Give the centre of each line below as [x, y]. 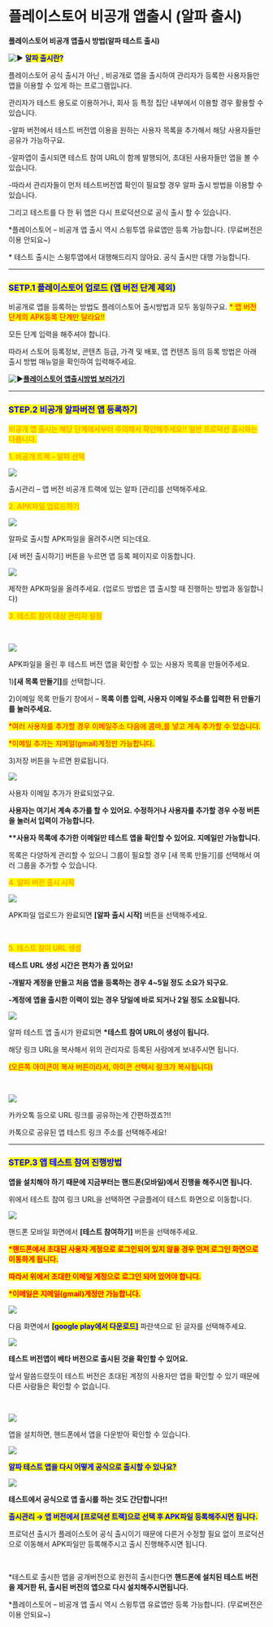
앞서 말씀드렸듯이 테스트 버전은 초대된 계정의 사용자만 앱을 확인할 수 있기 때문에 [134, 1376]
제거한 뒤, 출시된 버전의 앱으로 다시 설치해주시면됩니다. [103, 1587]
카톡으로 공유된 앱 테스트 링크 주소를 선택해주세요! [88, 1132]
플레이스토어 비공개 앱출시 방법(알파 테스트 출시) [84, 41]
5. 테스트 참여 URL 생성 [45, 948]
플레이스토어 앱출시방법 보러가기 [74, 379]
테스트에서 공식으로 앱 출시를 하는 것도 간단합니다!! [88, 1499]
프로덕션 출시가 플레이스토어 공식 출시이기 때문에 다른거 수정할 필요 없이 [122, 1534]
